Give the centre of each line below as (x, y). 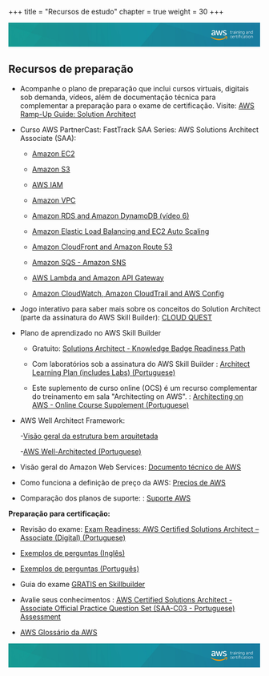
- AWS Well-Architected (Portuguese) (80, 451)
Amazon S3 (51, 169)
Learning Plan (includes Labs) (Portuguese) (104, 372)
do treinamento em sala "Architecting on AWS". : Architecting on (138, 396)
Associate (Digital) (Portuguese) (73, 537)
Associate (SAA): (48, 138)
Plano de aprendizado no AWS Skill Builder (90, 332)
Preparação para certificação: (59, 513)
